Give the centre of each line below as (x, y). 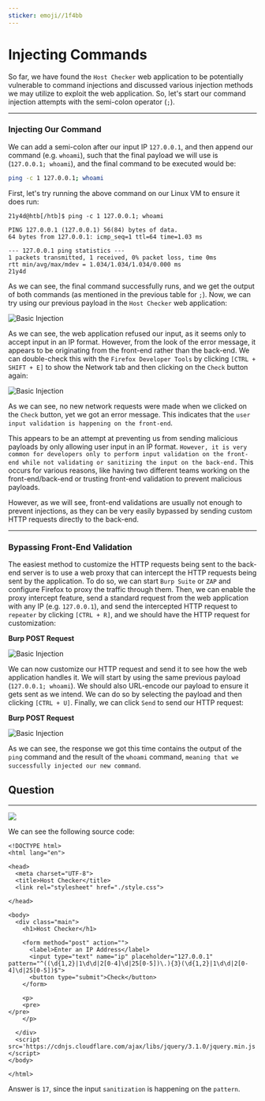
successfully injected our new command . (75, 765)
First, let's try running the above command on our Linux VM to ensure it (124, 193)
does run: (24, 202)
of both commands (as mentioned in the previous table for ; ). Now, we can (129, 294)
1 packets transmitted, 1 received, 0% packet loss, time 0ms (112, 258)
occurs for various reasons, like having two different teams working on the (129, 470)
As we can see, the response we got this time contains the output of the (125, 748)
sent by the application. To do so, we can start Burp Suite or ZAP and (119, 581)
